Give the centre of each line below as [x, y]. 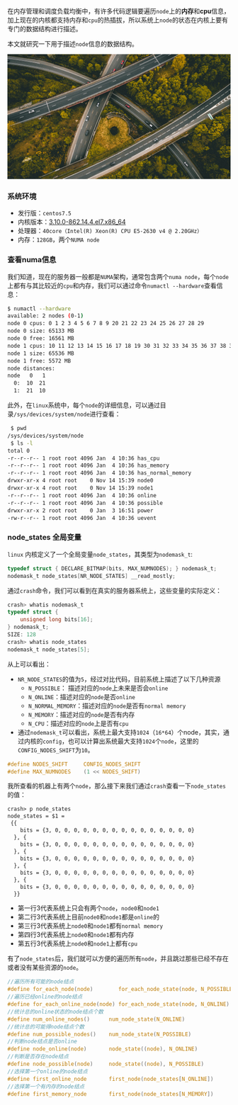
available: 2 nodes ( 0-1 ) [45, 316]
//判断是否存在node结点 [38, 1057]
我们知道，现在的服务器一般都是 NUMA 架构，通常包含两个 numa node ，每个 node [118, 276]
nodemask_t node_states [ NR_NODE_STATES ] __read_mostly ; [91, 576]
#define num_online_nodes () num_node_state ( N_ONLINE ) [96, 1019]
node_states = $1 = [36, 816]
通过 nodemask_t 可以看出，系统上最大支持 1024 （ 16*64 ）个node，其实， [120, 732]
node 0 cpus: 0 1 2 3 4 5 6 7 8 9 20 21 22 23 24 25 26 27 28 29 [106, 324]
